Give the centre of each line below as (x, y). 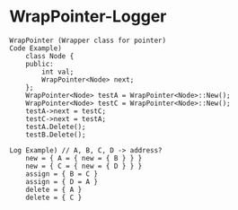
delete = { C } (54, 197)
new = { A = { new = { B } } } (84, 158)
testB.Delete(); (56, 135)
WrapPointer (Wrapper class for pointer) (88, 40)
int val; (58, 72)
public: (40, 64)
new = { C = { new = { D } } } (84, 166)
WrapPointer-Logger (88, 17)
